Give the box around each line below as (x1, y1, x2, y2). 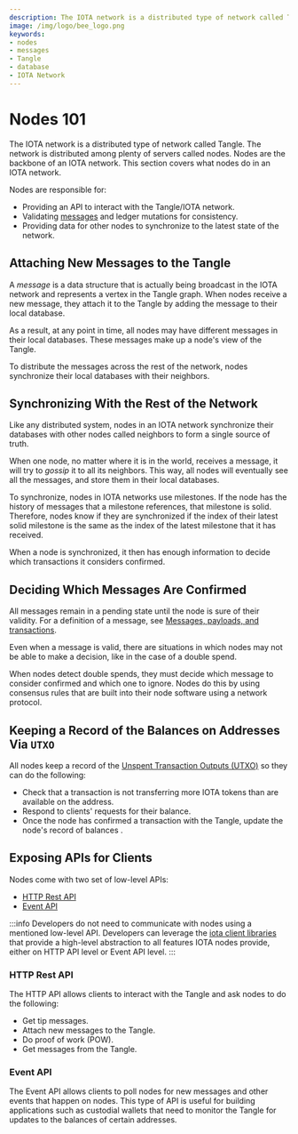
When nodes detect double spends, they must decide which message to (9, 669, 274, 680)
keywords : (9, 29, 46, 38)
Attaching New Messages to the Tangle (9, 255, 231, 271)
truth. (9, 438, 29, 449)
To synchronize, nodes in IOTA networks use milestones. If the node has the (9, 492, 287, 503)
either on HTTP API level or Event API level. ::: (9, 946, 176, 957)
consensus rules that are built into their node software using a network (9, 688, 268, 698)
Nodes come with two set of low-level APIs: (9, 873, 169, 885)
